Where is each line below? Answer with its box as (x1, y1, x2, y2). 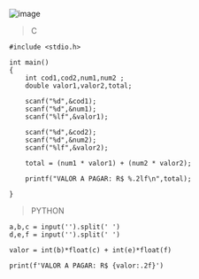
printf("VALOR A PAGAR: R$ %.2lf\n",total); (25, 174, 192, 183)
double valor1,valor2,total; (25, 81, 133, 90)
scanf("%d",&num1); (25, 105, 97, 113)
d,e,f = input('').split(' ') (9, 230, 121, 239)
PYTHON (30, 205, 65, 216)
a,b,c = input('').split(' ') (9, 222, 121, 231)
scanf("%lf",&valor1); (25, 112, 109, 121)
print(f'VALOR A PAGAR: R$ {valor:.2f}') (9, 261, 165, 270)
